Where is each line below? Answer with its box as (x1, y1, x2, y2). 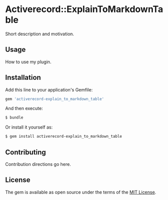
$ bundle (5, 115, 24, 120)
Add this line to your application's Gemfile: (5, 86, 93, 92)
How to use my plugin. (5, 59, 52, 65)
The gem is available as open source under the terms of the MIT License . (5, 189, 156, 195)
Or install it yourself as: (5, 124, 53, 130)
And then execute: (5, 106, 43, 112)
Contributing (5, 148, 46, 156)
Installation (5, 73, 41, 82)
